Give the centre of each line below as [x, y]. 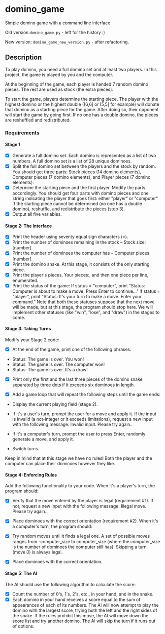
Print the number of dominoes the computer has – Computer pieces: [82, 253]
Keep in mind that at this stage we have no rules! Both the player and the [79, 458]
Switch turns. [26, 449]
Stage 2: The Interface [29, 226]
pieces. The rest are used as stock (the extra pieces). [59, 89]
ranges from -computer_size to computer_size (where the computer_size [86, 542]
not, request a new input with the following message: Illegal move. [79, 506]
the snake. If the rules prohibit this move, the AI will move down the [80, 615]
